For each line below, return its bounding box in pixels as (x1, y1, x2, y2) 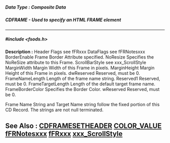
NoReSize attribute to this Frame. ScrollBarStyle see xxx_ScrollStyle (5, 60, 147, 66)
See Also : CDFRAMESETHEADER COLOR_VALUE (5, 121, 162, 130)
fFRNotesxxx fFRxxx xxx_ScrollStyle (5, 129, 123, 138)
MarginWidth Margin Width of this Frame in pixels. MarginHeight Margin (5, 65, 155, 71)
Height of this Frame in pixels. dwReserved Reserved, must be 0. (5, 70, 140, 76)
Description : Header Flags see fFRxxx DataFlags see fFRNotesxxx (5, 49, 145, 55)
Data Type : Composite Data (5, 4, 66, 10)
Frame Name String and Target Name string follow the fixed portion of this (5, 102, 160, 108)
